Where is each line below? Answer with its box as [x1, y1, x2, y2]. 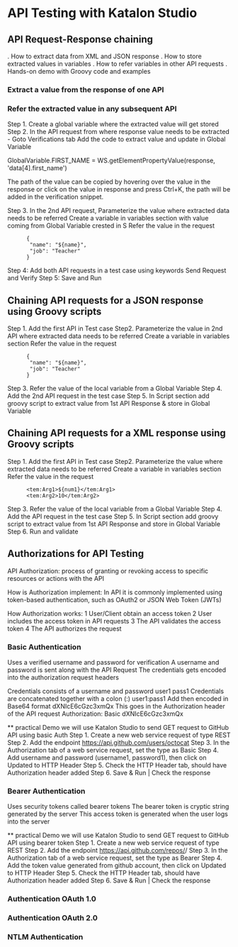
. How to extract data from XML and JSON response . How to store [7, 52, 202, 60]
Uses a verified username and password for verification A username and [7, 658, 220, 666]
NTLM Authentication [7, 932, 84, 942]
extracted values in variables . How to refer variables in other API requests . [7, 60, 228, 68]
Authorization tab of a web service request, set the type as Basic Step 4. [7, 746, 219, 754]
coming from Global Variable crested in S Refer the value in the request [7, 221, 215, 230]
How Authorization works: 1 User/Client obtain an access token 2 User [7, 609, 212, 618]
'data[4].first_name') [7, 164, 67, 172]
